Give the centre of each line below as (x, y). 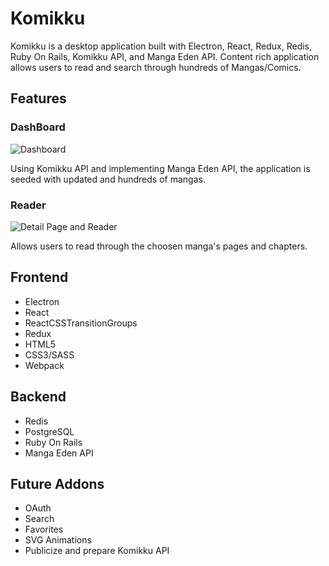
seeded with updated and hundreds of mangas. (108, 179)
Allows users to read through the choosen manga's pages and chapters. (159, 246)
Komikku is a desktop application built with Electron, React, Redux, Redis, (161, 46)
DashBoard (38, 127)
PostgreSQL (49, 431)
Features (38, 98)
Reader (28, 205)
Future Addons (57, 483)
